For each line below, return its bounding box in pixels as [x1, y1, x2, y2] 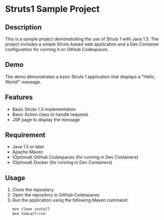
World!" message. [5, 79, 42, 84]
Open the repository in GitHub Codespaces [12, 192, 100, 198]
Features [5, 93, 33, 102]
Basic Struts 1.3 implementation [12, 106, 76, 112]
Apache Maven [12, 149, 43, 155]
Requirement [5, 131, 46, 139]
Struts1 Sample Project [5, 3, 100, 15]
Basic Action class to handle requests [12, 111, 88, 117]
